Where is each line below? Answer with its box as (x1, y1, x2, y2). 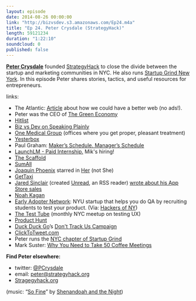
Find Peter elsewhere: (6, 253, 60, 260)
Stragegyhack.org (14, 276, 59, 283)
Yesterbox (14, 136, 40, 143)
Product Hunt (14, 217, 48, 224)
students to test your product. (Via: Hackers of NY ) (14, 204, 138, 211)
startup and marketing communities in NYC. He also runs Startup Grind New (6, 69, 190, 76)
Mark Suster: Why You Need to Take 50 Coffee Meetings (14, 241, 152, 248)
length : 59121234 (6, 31, 49, 36)
